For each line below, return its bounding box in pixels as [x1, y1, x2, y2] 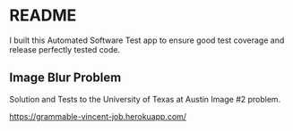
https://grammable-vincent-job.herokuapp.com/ [9, 111, 186, 121]
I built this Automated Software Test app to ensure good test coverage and [9, 35, 285, 45]
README [9, 5, 77, 26]
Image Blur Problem [9, 70, 122, 86]
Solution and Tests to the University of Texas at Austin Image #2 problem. [9, 94, 281, 104]
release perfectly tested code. [9, 44, 121, 54]
